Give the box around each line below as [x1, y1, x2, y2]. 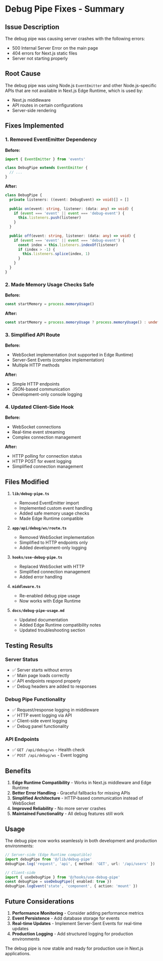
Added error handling [19, 574, 62, 580]
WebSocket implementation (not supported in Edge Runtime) [12, 352, 133, 358]
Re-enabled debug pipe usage [19, 593, 80, 599]
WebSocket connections [12, 424, 62, 430]
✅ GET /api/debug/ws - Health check [12, 747, 85, 753]
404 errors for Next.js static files [12, 50, 78, 56]
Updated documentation [19, 617, 68, 623]
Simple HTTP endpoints [12, 381, 60, 387]
